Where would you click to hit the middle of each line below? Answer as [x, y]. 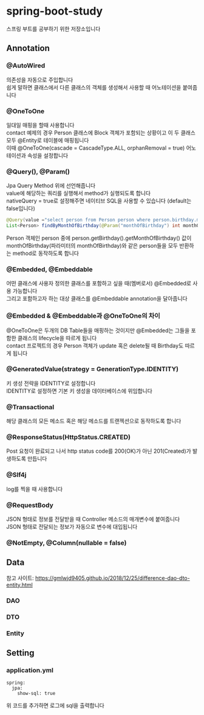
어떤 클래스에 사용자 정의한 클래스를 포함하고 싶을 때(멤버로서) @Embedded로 [99, 284]
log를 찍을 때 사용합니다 [35, 489]
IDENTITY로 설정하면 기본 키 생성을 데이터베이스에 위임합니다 [80, 391]
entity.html [20, 585]
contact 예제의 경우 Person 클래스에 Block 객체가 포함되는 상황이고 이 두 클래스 [101, 133]
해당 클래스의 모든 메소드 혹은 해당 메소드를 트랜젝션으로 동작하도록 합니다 [94, 421]
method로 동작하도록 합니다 [46, 253]
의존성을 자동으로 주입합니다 [40, 80]
